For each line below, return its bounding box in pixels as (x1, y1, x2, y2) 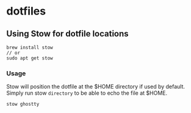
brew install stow (6, 44, 53, 50)
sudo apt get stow (6, 55, 53, 61)
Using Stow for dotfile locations (6, 29, 129, 39)
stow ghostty (6, 101, 40, 108)
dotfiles (6, 4, 46, 18)
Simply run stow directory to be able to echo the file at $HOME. (6, 89, 168, 97)
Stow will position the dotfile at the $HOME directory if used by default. (6, 83, 185, 91)
